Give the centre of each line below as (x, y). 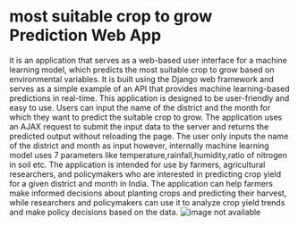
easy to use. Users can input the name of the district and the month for (140, 107)
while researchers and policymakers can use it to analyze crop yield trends (147, 202)
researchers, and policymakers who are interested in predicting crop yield (145, 174)
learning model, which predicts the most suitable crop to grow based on (142, 70)
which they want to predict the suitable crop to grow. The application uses (146, 117)
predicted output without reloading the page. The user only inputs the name (149, 136)
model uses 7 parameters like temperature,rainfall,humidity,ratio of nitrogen (149, 155)
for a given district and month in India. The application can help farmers (141, 183)
